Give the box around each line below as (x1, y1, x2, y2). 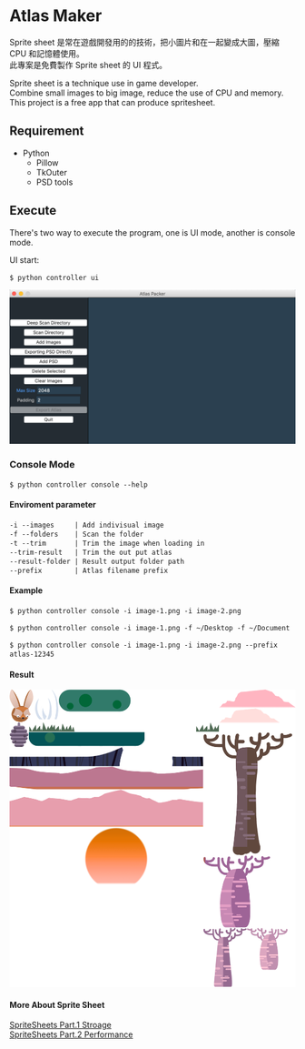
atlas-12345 (9, 650, 54, 659)
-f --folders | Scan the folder (9, 530, 144, 539)
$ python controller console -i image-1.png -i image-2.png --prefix (9, 640, 279, 650)
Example (9, 585, 44, 596)
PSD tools (35, 177, 74, 187)
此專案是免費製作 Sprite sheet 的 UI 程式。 (9, 59, 168, 70)
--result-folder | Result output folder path (9, 557, 184, 566)
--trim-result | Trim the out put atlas (9, 548, 172, 557)
